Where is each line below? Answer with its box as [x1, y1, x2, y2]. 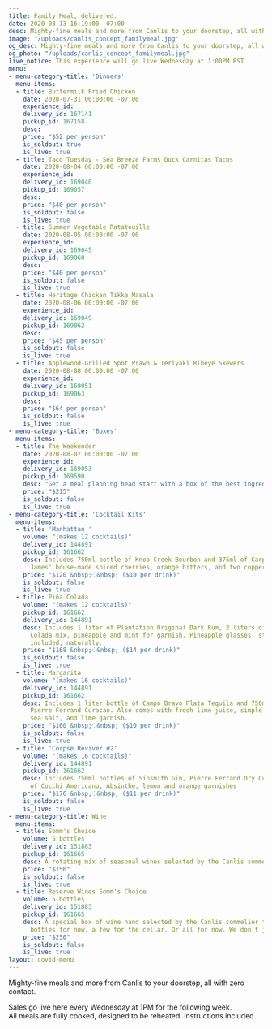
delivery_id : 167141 [23, 110, 92, 119]
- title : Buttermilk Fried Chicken [15, 87, 136, 96]
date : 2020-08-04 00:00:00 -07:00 [23, 163, 139, 171]
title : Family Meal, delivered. [8, 11, 117, 20]
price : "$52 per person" [23, 132, 107, 141]
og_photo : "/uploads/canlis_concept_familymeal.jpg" [8, 50, 190, 58]
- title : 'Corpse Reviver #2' [15, 744, 117, 752]
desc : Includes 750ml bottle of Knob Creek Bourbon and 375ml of [23, 556, 249, 564]
